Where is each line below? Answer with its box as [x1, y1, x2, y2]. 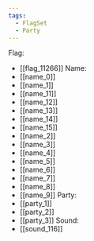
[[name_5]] [19, 157, 55, 166]
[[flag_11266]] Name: [19, 64, 87, 73]
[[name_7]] [19, 173, 56, 183]
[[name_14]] [19, 115, 58, 124]
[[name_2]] [19, 131, 56, 141]
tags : [8, 11, 26, 20]
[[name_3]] [19, 140, 56, 150]
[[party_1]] [19, 199, 53, 208]
